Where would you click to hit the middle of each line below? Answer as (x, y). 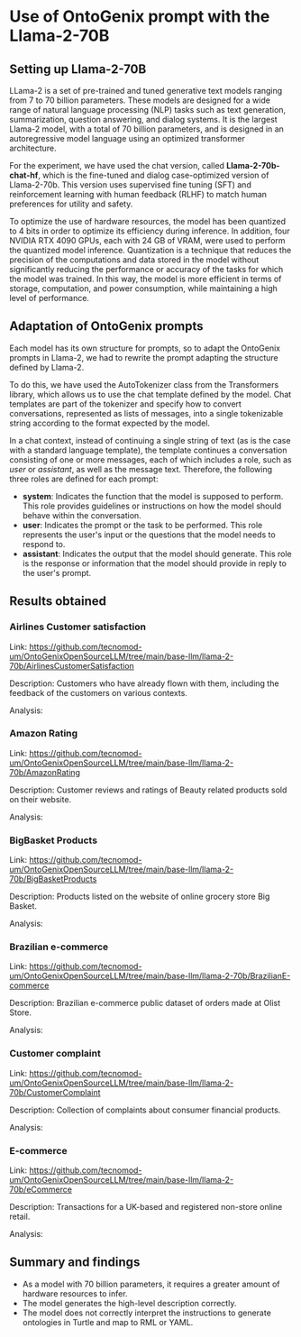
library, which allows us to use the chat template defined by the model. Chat (150, 394)
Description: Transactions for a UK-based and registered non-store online (146, 1206)
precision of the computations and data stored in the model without (134, 260)
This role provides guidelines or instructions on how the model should (152, 506)
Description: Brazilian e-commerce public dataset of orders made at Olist (145, 1003)
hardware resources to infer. (75, 1293)
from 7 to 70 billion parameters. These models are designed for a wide (140, 100)
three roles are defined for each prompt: (84, 479)
